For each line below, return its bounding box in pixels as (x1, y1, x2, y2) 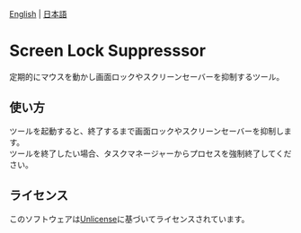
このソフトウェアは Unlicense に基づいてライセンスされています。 (9, 213, 250, 224)
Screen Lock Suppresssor (9, 40, 207, 61)
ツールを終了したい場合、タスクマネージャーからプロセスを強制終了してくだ (9, 148, 292, 159)
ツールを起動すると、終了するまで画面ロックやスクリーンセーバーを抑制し (9, 125, 285, 136)
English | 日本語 (9, 9, 67, 19)
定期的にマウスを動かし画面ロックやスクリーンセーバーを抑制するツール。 (9, 71, 285, 82)
